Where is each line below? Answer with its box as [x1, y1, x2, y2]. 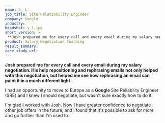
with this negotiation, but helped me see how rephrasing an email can [5, 72, 150, 78]
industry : [5, 21, 26, 26]
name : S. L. [5, 7, 29, 12]
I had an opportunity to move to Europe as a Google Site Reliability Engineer [5, 87, 159, 93]
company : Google [5, 16, 38, 21]
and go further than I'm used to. [5, 112, 70, 118]
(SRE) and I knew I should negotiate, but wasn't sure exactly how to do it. [5, 92, 153, 98]
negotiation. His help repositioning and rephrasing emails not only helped [5, 67, 158, 73]
